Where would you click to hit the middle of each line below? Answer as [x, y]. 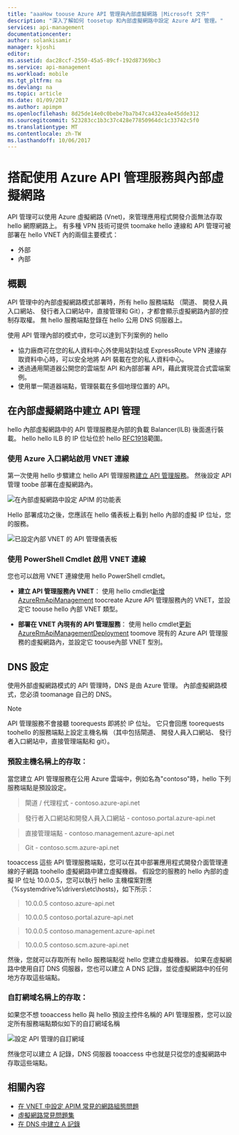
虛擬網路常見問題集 [46, 1115]
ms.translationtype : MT [43, 127]
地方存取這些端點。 [36, 977]
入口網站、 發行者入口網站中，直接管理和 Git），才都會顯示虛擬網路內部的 [115, 311]
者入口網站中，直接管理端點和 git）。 [61, 741]
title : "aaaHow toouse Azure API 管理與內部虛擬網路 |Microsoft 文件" [108, 14]
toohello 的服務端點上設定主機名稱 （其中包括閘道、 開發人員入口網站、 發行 [119, 733]
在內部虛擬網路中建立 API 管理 [74, 411]
